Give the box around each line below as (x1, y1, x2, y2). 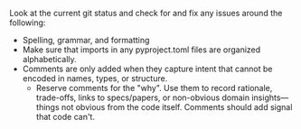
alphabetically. (22, 54, 77, 64)
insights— (251, 92, 289, 103)
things (35, 102, 61, 112)
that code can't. (35, 112, 95, 122)
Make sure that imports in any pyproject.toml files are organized (22, 44, 261, 55)
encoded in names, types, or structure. (22, 73, 168, 84)
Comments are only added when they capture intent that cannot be (22, 63, 273, 74)
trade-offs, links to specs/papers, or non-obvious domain (35, 92, 250, 103)
